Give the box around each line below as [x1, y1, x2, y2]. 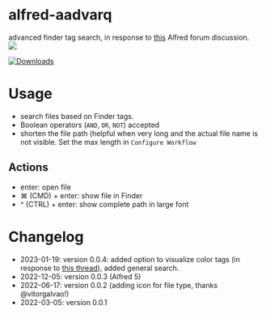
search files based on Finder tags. [19, 111, 134, 121]
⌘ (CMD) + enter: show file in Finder [19, 190, 143, 200]
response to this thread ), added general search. [19, 263, 179, 273]
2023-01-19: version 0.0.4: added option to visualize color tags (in [19, 254, 240, 264]
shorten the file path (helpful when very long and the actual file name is [19, 128, 259, 138]
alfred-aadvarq [8, 6, 112, 24]
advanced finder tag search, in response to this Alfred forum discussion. [8, 32, 250, 42]
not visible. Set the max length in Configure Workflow [19, 137, 196, 146]
